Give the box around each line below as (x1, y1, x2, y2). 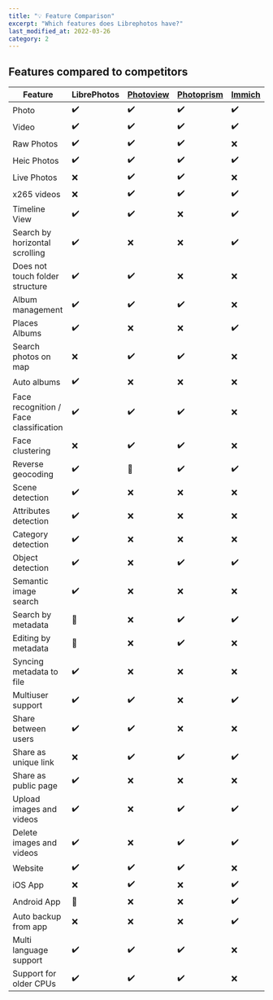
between (12, 723, 46, 735)
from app (12, 921, 48, 932)
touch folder (12, 270, 59, 282)
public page (12, 780, 58, 792)
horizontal (12, 237, 51, 248)
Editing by (12, 633, 51, 644)
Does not (12, 261, 47, 272)
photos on (12, 351, 51, 362)
